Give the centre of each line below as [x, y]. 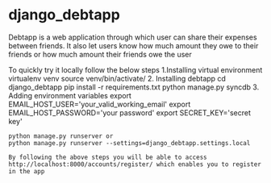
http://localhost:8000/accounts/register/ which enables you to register [135, 164]
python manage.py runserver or [61, 136]
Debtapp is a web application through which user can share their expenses [133, 37]
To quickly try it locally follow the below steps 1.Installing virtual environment [135, 69]
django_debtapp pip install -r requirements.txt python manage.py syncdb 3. [134, 87]
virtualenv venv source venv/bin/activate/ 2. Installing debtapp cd [117, 78]
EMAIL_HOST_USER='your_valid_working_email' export [100, 104]
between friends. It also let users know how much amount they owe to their [133, 45]
